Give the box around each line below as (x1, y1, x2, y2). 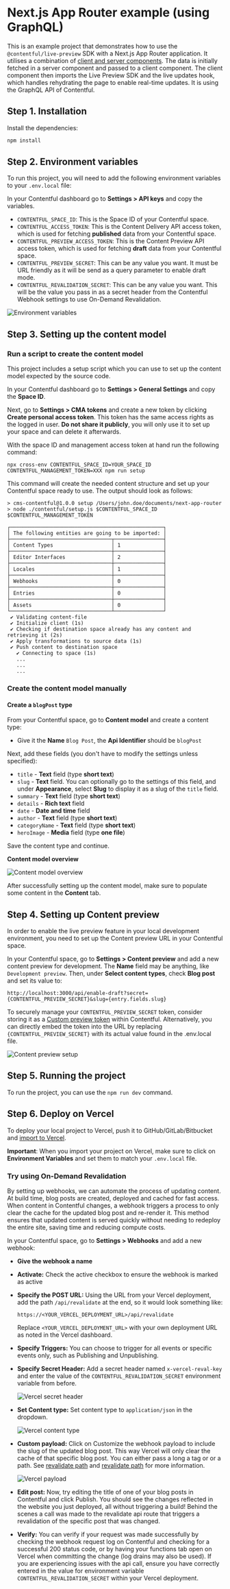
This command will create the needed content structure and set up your (7, 480, 210, 488)
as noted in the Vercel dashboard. (16, 1331, 113, 1339)
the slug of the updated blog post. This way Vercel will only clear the (16, 1446, 211, 1455)
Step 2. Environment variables (7, 156, 138, 168)
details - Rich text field (16, 800, 85, 808)
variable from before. (16, 1379, 77, 1387)
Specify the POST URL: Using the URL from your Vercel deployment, (16, 1290, 212, 1299)
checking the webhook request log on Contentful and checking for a (16, 1537, 210, 1546)
